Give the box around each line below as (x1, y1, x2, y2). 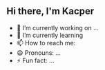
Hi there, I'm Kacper (6, 5, 95, 17)
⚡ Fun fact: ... (16, 56, 55, 65)
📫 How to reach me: (16, 38, 76, 47)
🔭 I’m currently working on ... (16, 23, 99, 32)
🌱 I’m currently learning (16, 31, 84, 39)
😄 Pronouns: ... (16, 48, 61, 57)
